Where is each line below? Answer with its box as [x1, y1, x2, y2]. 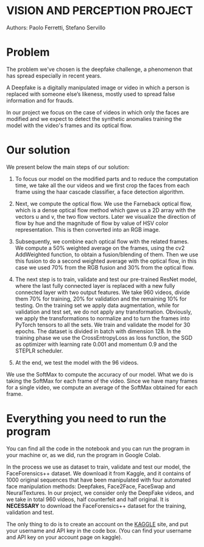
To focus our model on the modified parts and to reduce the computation [15, 175, 199, 182]
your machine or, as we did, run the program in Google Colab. [6, 451, 161, 458]
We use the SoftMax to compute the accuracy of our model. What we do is [6, 370, 194, 378]
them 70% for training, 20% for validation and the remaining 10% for [15, 295, 187, 303]
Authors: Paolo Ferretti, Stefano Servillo [6, 24, 105, 31]
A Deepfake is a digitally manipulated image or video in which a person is [6, 84, 190, 91]
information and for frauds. [6, 97, 74, 104]
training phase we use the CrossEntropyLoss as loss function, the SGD [15, 334, 193, 341]
